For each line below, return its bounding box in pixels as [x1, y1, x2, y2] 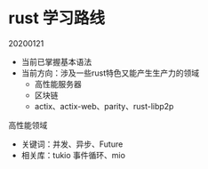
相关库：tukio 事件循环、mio [20, 149, 126, 160]
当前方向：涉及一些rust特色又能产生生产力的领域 [20, 68, 200, 78]
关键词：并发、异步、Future [20, 139, 124, 149]
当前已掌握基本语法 [20, 56, 92, 67]
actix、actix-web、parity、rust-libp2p [34, 101, 174, 111]
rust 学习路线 [8, 8, 106, 28]
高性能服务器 [34, 78, 82, 89]
